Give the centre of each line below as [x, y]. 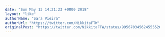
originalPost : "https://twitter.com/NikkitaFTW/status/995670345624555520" [84, 27]
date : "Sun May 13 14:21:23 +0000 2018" [47, 9]
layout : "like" [21, 14]
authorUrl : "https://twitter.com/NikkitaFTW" [52, 23]
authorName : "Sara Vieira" [33, 18]
